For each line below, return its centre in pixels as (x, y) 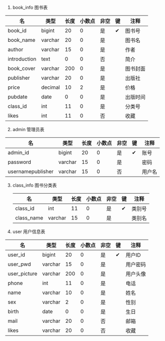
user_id (16, 255)
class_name (29, 218)
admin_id (18, 153)
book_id (17, 31)
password (19, 162)
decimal (51, 87)
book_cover (22, 68)
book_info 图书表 (30, 7)
